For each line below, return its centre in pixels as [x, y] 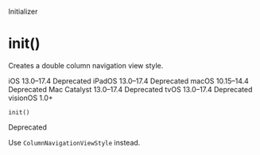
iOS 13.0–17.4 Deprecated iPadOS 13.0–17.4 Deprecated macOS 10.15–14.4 [128, 81]
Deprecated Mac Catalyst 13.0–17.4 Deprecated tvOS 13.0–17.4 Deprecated [130, 89]
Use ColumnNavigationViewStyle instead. [74, 142]
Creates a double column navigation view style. [86, 65]
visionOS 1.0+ [31, 98]
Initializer [23, 12]
